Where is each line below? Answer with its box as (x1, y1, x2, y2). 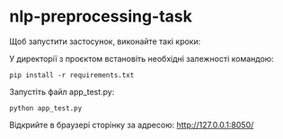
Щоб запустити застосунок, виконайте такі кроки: (9, 36, 201, 47)
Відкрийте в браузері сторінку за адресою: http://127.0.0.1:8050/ (9, 119, 254, 130)
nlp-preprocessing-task (9, 6, 193, 27)
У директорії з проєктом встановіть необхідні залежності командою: (9, 53, 274, 64)
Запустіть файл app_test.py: (9, 86, 115, 97)
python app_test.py (9, 103, 83, 113)
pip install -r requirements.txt (9, 70, 135, 80)
